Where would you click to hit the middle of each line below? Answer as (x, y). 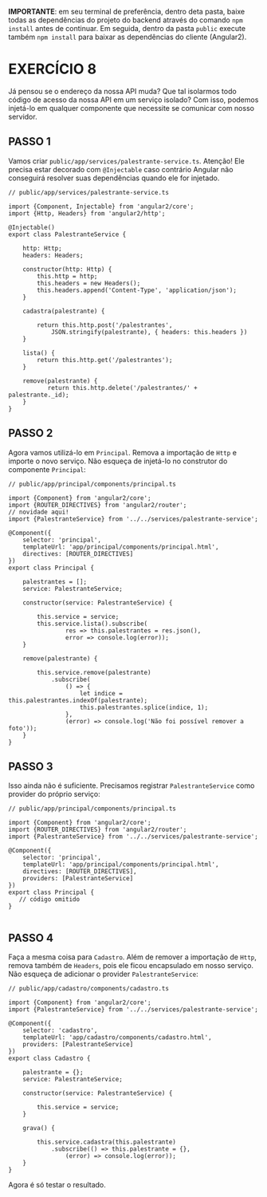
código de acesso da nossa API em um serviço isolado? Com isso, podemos (133, 100)
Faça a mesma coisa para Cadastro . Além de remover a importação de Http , (133, 957)
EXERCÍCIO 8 (53, 69)
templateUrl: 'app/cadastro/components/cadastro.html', (118, 1038)
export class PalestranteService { (67, 234)
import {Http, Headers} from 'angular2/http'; (87, 213)
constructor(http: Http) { (67, 269)
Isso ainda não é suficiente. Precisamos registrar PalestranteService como (132, 786)
